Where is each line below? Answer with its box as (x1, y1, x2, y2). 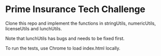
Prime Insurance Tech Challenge (5, 4, 146, 15)
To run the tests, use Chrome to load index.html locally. (5, 45, 121, 51)
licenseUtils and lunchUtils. (5, 25, 62, 31)
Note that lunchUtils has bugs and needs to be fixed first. (5, 35, 125, 41)
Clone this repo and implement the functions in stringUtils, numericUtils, (5, 20, 156, 26)
